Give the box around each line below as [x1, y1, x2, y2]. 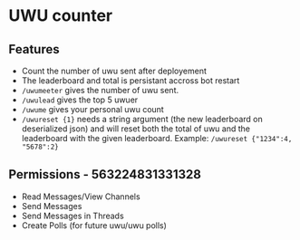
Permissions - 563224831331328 [8, 167, 201, 182]
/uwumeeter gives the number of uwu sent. [21, 85, 179, 95]
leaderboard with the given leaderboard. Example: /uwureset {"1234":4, [21, 133, 293, 143]
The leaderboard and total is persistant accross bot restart [21, 75, 240, 86]
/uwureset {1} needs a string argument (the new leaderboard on [21, 114, 264, 124]
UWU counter [8, 5, 113, 26]
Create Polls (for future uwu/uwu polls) [21, 219, 167, 231]
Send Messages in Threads [21, 210, 124, 221]
